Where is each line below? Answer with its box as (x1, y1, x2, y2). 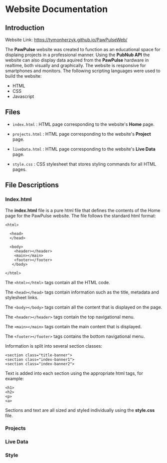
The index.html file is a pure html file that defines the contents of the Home (5, 207, 161, 213)
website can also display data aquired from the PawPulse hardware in (5, 57, 149, 63)
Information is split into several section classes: (5, 343, 103, 349)
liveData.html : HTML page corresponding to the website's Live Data (12, 146, 156, 152)
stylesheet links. (5, 294, 39, 300)
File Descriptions (5, 181, 59, 189)
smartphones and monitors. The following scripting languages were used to (5, 68, 161, 74)
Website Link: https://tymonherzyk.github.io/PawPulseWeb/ (5, 37, 128, 43)
